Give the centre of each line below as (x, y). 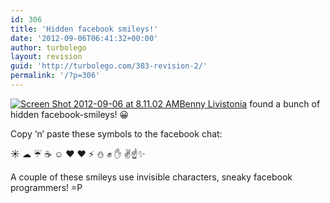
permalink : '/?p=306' (55, 76)
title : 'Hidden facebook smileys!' (84, 29)
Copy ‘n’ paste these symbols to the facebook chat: (116, 133)
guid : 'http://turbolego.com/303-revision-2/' (109, 66)
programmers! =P (46, 187)
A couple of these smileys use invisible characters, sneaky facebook (151, 177)
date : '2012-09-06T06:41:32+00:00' (84, 38)
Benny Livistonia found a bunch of (250, 103)
